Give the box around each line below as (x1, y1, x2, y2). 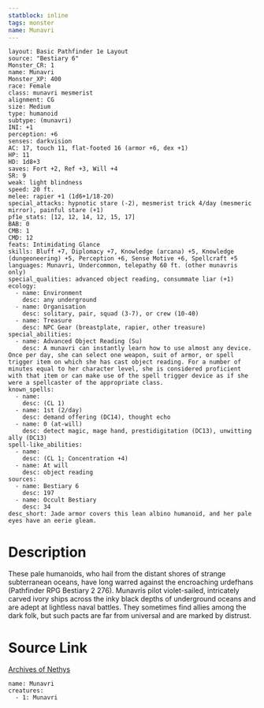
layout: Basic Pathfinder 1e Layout (8, 48, 128, 56)
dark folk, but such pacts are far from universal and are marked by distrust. (8, 611, 252, 620)
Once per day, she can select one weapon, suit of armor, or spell (8, 352, 235, 360)
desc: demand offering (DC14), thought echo (22, 413, 171, 422)
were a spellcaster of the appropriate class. (8, 379, 164, 387)
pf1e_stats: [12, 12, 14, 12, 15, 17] (8, 214, 136, 222)
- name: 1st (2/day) (15, 407, 83, 415)
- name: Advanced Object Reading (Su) (15, 337, 143, 345)
